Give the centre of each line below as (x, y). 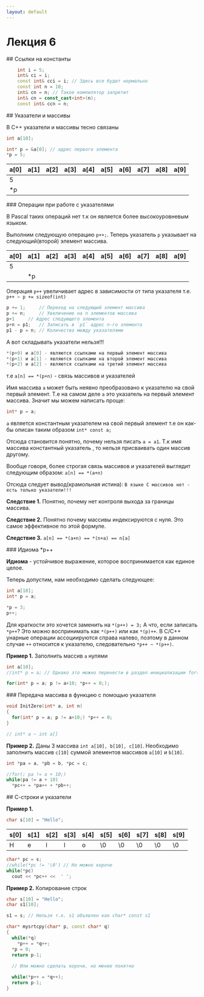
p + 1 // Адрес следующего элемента (55, 319)
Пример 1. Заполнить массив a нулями (57, 656)
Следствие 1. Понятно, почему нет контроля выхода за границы (90, 502)
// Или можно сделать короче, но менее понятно (73, 966)
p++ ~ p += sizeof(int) (36, 297)
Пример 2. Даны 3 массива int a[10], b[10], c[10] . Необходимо (93, 746)
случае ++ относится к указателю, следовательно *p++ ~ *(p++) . (90, 644)
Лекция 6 (31, 42)
